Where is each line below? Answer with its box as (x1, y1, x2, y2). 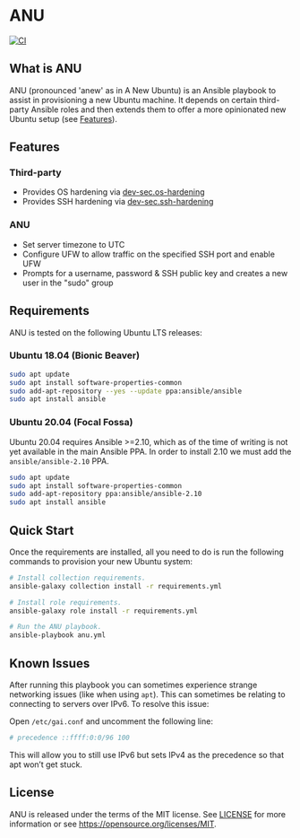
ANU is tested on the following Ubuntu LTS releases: (9, 327, 203, 337)
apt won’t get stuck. (9, 759, 83, 770)
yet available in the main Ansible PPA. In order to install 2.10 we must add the (9, 446, 292, 457)
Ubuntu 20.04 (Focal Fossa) (9, 416, 133, 429)
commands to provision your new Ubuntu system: (9, 555, 193, 566)
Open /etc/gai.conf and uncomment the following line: (9, 716, 213, 727)
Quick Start (9, 522, 74, 538)
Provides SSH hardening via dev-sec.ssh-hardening (21, 196, 214, 207)
